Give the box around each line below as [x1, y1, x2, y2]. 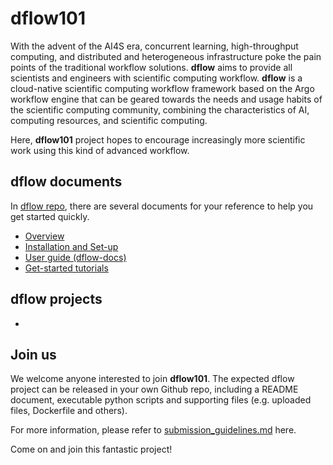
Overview [24, 230, 65, 242]
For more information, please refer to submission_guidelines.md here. [10, 424, 297, 436]
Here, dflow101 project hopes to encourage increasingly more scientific [10, 133, 306, 146]
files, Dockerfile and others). [10, 405, 128, 417]
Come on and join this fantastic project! [10, 443, 173, 456]
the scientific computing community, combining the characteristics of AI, [10, 103, 310, 116]
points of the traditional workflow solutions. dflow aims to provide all [10, 61, 293, 73]
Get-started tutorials [24, 262, 109, 274]
